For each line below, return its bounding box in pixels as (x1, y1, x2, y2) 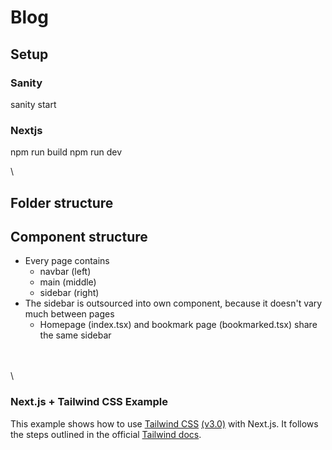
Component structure (10, 228, 148, 245)
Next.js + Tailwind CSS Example (10, 395, 169, 409)
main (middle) (39, 276, 97, 288)
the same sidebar (39, 329, 112, 341)
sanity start (10, 98, 57, 110)
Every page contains (24, 255, 110, 267)
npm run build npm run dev (10, 146, 123, 158)
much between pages (24, 308, 115, 320)
